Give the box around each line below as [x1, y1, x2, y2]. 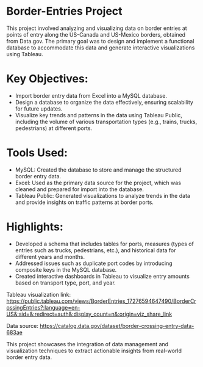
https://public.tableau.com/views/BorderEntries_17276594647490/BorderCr [6, 297, 196, 305]
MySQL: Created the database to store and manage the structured [15, 166, 182, 173]
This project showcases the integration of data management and [6, 340, 169, 347]
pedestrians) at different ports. [15, 124, 93, 132]
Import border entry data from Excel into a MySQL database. [15, 92, 168, 99]
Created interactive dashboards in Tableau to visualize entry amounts [15, 272, 190, 280]
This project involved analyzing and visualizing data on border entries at [6, 24, 187, 32]
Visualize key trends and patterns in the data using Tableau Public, [15, 111, 183, 118]
